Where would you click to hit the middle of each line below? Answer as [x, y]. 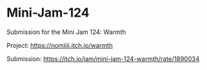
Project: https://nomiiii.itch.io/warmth [60, 45]
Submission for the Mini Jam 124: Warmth [66, 32]
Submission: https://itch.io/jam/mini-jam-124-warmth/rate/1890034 [103, 59]
